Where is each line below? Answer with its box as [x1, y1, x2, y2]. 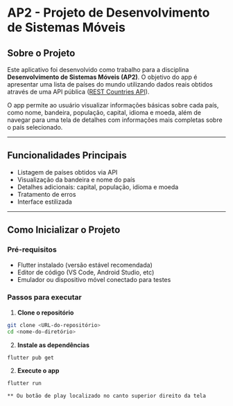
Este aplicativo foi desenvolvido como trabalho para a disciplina [7, 66, 189, 73]
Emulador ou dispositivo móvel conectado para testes [17, 275, 171, 283]
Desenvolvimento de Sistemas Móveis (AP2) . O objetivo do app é [7, 73, 198, 81]
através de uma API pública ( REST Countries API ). [7, 88, 150, 96]
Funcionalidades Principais [7, 150, 127, 161]
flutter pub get [7, 354, 54, 361]
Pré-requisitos [7, 245, 57, 254]
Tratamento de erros [17, 190, 76, 198]
